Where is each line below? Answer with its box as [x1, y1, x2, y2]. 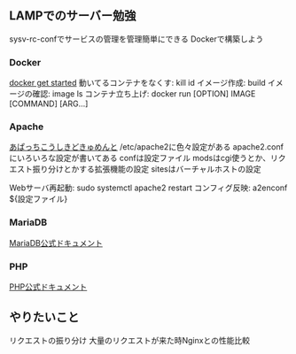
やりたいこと [9, 310, 80, 325]
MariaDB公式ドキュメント [9, 237, 104, 248]
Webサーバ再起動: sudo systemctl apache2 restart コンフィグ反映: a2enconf [9, 182, 288, 193]
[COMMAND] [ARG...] [9, 98, 89, 109]
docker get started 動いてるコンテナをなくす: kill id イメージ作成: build [9, 78, 266, 88]
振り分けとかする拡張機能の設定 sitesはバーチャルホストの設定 [32, 164, 261, 174]
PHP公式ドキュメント [9, 281, 88, 292]
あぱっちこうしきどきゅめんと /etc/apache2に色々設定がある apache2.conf [9, 142, 284, 152]
